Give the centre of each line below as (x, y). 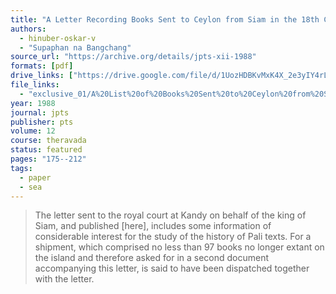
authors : (28, 29)
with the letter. (64, 279)
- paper (35, 177)
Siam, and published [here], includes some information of (153, 226)
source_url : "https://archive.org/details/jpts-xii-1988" (133, 57)
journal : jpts (40, 112)
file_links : (35, 85)
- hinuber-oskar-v (58, 38)
